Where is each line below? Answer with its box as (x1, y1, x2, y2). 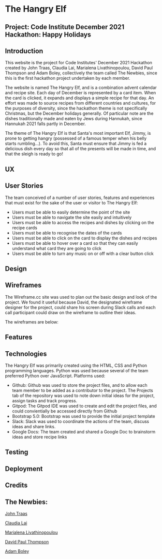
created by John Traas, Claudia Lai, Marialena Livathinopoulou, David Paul (5, 65, 153, 71)
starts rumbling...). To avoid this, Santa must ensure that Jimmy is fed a (5, 141, 147, 146)
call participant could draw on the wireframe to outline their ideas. (5, 309, 136, 315)
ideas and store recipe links (12, 434, 67, 440)
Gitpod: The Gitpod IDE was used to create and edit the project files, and (12, 403, 157, 409)
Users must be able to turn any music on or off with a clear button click (12, 251, 154, 256)
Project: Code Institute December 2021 (5, 23, 125, 31)
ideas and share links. (12, 424, 56, 429)
